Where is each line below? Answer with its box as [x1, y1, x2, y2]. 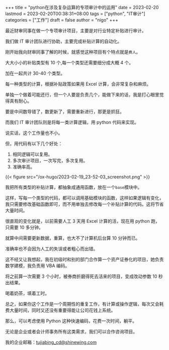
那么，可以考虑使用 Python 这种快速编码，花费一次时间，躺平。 [5, 318, 137, 324]
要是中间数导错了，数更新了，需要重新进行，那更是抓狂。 [5, 108, 124, 114]
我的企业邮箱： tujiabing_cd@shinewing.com [5, 339, 97, 345]
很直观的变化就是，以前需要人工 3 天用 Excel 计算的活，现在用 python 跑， [5, 218, 160, 224]
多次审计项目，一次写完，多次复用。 [12, 158, 88, 163]
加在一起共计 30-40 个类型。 [5, 70, 65, 76]
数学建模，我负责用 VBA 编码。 [5, 263, 70, 269]
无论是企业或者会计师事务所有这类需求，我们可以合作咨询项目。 [5, 328, 137, 334]
